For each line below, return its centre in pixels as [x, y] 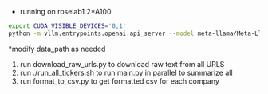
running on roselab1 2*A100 [65, 12]
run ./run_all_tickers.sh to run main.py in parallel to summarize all [126, 72]
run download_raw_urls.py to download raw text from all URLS [122, 64]
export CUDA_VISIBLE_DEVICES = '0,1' [67, 26]
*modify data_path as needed [57, 49]
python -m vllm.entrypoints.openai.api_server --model [101, 33]
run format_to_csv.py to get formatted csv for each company [119, 81]
